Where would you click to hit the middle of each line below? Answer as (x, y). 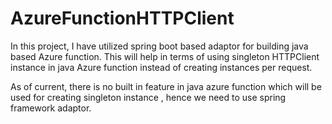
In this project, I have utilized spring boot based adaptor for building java (159, 46)
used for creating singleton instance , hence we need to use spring (148, 97)
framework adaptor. (51, 108)
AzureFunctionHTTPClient (122, 18)
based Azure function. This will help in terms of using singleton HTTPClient (165, 56)
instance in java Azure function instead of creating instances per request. (161, 67)
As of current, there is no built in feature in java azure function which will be (166, 86)
